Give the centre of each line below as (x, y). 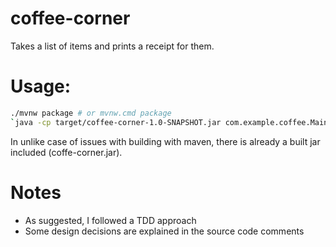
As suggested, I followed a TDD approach (110, 220)
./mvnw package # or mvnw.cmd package (91, 113)
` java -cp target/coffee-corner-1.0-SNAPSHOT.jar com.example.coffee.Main (169, 122)
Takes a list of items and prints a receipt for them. (112, 46)
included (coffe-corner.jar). (66, 152)
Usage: (41, 86)
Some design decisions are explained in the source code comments (164, 231)
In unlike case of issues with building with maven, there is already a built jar (165, 141)
